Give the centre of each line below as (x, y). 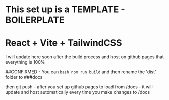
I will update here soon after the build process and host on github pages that (84, 57)
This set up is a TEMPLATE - (65, 9)
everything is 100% (25, 62)
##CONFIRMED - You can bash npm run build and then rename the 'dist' (81, 72)
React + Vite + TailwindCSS (64, 43)
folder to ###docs (24, 77)
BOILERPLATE (35, 20)
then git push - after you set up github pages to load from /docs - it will (79, 87)
